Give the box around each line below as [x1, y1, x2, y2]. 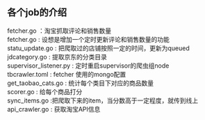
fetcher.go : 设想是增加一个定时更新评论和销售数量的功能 [7, 35, 170, 43]
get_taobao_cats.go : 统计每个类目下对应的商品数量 [7, 79, 154, 87]
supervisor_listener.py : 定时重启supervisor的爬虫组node [7, 61, 170, 70]
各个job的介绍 [7, 6, 67, 19]
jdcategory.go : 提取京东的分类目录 [7, 52, 108, 61]
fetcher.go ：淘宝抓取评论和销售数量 [7, 27, 112, 35]
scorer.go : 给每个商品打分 [7, 87, 83, 96]
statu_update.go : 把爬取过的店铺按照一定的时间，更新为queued [7, 44, 190, 52]
